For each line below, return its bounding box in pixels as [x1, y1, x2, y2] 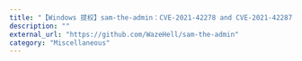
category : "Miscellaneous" [9, 38, 111, 48]
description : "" [9, 22, 70, 30]
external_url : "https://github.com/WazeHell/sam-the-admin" [9, 30, 240, 39]
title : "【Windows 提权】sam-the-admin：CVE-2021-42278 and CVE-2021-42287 [9, 13, 293, 22]
